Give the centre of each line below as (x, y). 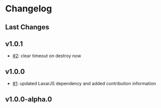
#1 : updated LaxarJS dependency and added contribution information (84, 84)
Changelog (29, 9)
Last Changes (27, 27)
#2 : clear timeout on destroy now (47, 56)
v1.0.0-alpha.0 (29, 99)
